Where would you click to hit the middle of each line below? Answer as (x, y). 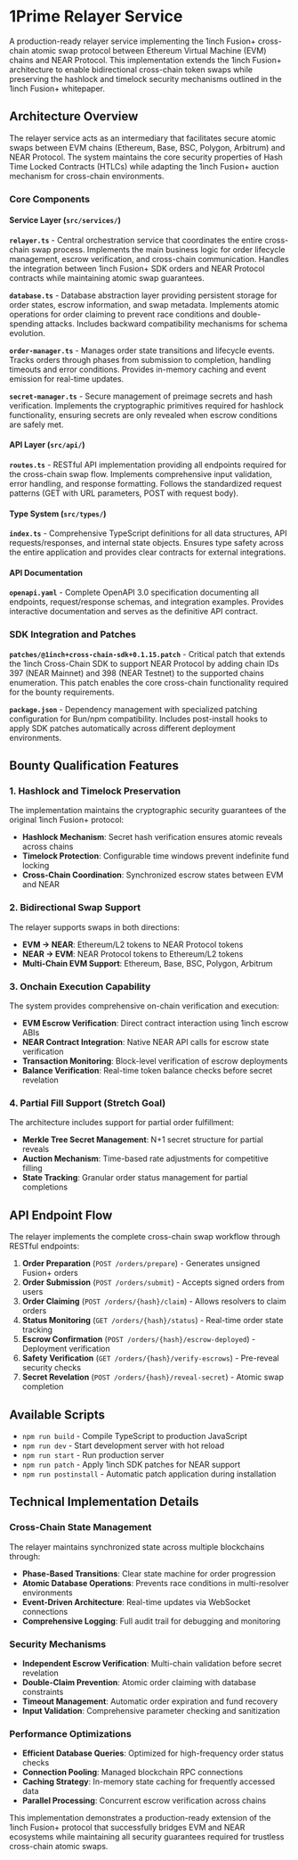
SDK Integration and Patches (72, 635)
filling (32, 1168)
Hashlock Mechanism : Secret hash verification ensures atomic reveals (152, 837)
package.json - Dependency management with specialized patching (133, 709)
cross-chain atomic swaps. (59, 1847)
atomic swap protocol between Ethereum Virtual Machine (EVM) (149, 50)
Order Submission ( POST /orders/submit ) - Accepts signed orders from (153, 1282)
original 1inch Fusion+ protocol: (67, 820)
